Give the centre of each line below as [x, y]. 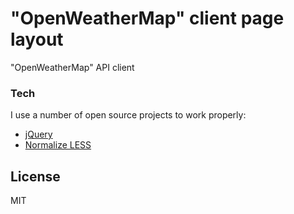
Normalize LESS [58, 145]
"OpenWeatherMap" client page [147, 18]
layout [37, 39]
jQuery [38, 134]
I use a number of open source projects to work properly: [128, 115]
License [35, 176]
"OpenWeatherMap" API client [72, 67]
